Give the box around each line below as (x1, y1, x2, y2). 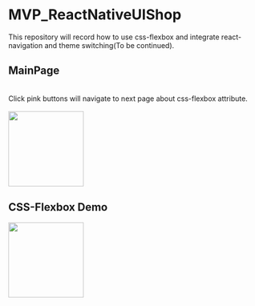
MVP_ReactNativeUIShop (8, 6, 182, 24)
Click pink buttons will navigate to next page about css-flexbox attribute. (8, 94, 249, 103)
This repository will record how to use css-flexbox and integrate (8, 32, 220, 42)
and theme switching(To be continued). (44, 40, 175, 50)
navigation (8, 40, 43, 50)
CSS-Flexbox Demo (8, 200, 108, 214)
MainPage (8, 64, 60, 78)
